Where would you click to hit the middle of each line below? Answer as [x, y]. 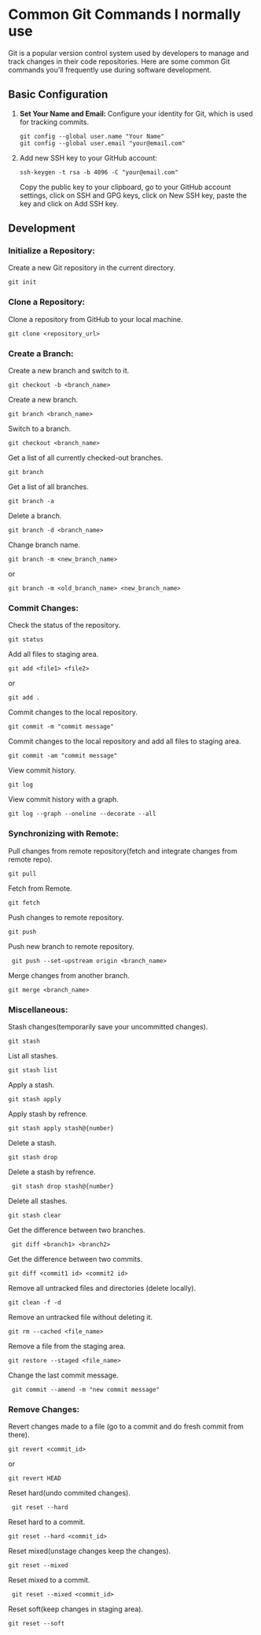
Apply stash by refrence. [48, 1114]
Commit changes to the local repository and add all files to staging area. [125, 741]
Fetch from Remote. [40, 888]
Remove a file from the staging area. [67, 1346]
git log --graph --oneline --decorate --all [82, 814]
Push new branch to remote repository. [72, 946]
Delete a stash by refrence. [52, 1172]
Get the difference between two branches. [77, 1229]
